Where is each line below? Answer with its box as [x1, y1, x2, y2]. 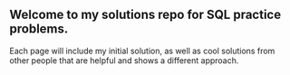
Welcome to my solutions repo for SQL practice [9, 7, 282, 23]
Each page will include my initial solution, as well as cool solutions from [9, 45, 275, 56]
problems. [9, 22, 69, 37]
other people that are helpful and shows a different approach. [9, 54, 239, 66]
